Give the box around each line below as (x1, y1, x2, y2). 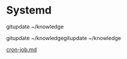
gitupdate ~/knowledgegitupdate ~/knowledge (6, 34, 122, 41)
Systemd (6, 4, 52, 17)
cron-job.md (6, 45, 37, 53)
